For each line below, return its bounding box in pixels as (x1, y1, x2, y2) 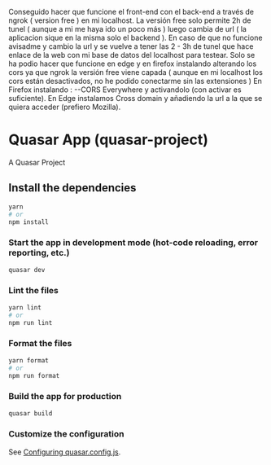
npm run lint (8, 318, 53, 327)
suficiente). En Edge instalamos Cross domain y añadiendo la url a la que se (8, 94, 263, 103)
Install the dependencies (8, 181, 137, 195)
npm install (8, 217, 49, 226)
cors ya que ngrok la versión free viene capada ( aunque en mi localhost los (8, 68, 263, 77)
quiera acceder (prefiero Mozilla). (8, 102, 121, 112)
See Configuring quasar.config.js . (8, 447, 121, 457)
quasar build (8, 409, 53, 418)
